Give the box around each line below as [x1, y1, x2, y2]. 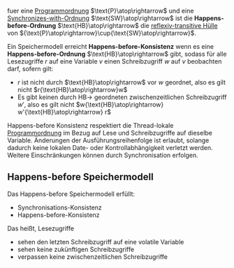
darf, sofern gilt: [7, 65, 54, 73]
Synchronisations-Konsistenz [17, 203, 103, 211]
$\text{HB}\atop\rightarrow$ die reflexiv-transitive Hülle [57, 22, 218, 29]
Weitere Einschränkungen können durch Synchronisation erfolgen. [7, 151, 199, 159]
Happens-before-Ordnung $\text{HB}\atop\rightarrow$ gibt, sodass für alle [7, 50, 227, 58]
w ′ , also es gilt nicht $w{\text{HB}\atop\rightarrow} [17, 100, 164, 108]
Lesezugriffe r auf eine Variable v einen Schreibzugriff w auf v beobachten [7, 57, 222, 66]
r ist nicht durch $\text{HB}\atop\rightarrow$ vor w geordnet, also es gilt [17, 78, 226, 87]
